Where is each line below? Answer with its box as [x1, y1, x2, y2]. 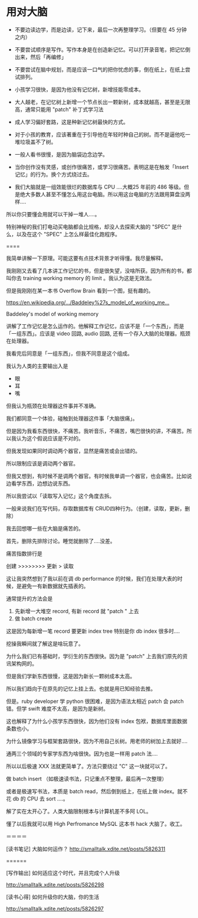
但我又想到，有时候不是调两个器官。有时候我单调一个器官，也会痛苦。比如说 [6, 472, 192, 479]
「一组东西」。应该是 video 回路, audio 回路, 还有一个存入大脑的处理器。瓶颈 [6, 330, 190, 337]
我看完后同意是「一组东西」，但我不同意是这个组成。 [6, 350, 133, 357]
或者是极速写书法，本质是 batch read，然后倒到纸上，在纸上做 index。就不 [6, 787, 188, 795]
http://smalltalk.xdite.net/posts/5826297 [6, 905, 104, 912]
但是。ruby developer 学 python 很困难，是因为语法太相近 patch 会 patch [6, 698, 184, 705]
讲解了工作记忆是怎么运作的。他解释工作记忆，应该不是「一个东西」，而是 [6, 323, 184, 330]
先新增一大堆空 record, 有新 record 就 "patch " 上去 [14, 607, 140, 614]
